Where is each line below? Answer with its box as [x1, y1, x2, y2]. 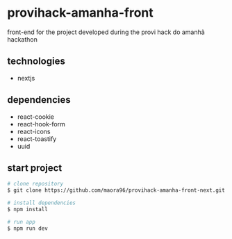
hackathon [7, 35, 38, 43]
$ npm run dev [7, 224, 49, 232]
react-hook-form [17, 119, 66, 128]
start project [7, 162, 63, 174]
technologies [7, 56, 66, 67]
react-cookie [17, 113, 54, 121]
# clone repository [7, 181, 64, 188]
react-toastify [17, 134, 57, 143]
